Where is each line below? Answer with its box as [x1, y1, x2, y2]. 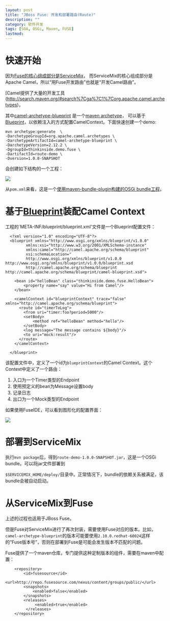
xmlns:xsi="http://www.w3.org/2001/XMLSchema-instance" [25, 243, 147, 248]
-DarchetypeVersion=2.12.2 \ [5, 142, 67, 148]
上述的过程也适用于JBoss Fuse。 [5, 515, 74, 521]
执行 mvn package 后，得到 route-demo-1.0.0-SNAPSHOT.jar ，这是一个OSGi [5, 454, 156, 460]
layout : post [5, 7, 33, 13]
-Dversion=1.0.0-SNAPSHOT [5, 156, 60, 161]
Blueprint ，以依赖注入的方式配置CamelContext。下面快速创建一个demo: [5, 118, 157, 125]
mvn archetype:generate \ [5, 129, 63, 134]
